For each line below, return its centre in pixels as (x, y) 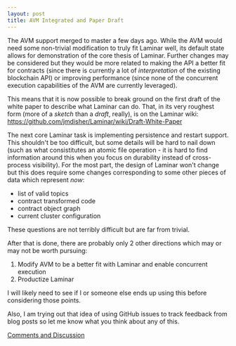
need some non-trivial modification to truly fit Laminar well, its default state (116, 48)
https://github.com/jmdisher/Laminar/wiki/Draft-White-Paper (95, 121)
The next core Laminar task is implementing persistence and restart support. (118, 135)
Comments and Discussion (46, 335)
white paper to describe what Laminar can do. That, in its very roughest (111, 106)
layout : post (26, 14)
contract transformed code (57, 200)
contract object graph (49, 208)
